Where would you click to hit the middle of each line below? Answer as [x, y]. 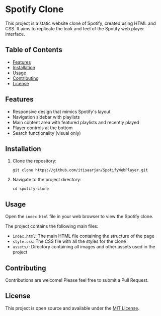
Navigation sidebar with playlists [46, 117]
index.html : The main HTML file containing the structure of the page [83, 236]
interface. [15, 34]
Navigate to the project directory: [47, 180]
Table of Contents [34, 50]
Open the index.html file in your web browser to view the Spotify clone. [79, 217]
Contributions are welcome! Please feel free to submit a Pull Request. [77, 280]
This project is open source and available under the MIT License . [72, 308]
